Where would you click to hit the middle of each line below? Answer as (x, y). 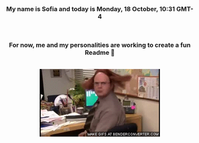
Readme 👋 (100, 53)
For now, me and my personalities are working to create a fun (100, 45)
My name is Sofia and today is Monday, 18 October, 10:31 (90, 9)
